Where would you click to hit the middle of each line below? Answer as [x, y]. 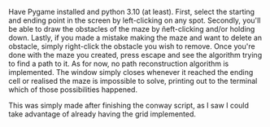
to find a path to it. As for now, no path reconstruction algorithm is [119, 63]
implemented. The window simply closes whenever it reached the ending [131, 72]
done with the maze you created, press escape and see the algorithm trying [135, 55]
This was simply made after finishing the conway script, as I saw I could [129, 105]
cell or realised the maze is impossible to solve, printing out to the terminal [133, 81]
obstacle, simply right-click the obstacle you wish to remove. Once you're [132, 46]
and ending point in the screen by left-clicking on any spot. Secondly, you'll [135, 20]
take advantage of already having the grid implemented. [102, 114]
